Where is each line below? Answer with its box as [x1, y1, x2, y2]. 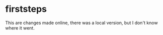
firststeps [5, 3, 47, 15]
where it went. [5, 25, 35, 31]
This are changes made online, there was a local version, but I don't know [5, 20, 158, 26]
